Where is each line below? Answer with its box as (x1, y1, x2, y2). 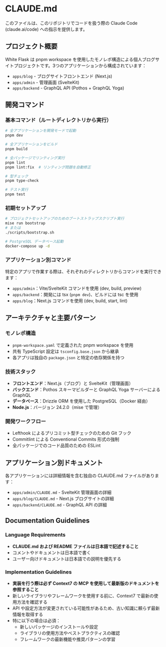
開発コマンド (5, 100, 45, 109)
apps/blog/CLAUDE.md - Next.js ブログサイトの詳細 (12, 495, 114, 501)
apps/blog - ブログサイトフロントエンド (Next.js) (12, 73, 113, 79)
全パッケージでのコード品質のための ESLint (12, 443, 101, 449)
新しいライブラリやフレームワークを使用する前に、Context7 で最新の (12, 592, 154, 599)
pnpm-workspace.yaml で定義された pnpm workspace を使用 (12, 342, 134, 348)
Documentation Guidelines (5, 516, 90, 525)
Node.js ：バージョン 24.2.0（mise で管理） (12, 404, 102, 410)
